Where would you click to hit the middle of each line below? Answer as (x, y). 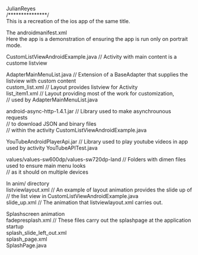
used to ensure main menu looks (46, 166)
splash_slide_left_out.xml (36, 233)
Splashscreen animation (36, 214)
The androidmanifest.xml (36, 33)
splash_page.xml (27, 239)
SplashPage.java (26, 245)
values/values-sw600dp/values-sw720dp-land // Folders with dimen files (96, 159)
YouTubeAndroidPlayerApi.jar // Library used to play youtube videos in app (97, 141)
